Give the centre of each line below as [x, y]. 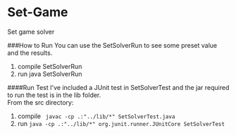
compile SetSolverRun [50, 66]
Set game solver [31, 32]
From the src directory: [41, 102]
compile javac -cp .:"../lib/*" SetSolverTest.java [96, 116]
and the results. [30, 53]
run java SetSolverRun [50, 74]
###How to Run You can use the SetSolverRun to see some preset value [112, 45]
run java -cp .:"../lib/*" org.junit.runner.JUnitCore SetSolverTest [121, 123]
